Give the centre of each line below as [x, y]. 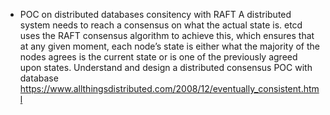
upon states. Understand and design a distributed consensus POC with [166, 67]
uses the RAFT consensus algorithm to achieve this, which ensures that [167, 35]
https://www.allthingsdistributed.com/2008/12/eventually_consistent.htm [169, 88]
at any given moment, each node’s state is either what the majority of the [170, 46]
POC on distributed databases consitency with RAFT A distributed [155, 14]
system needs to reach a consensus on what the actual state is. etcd [161, 25]
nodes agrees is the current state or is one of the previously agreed [158, 57]
